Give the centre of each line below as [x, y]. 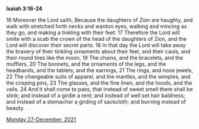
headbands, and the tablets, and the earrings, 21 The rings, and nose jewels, [99, 70]
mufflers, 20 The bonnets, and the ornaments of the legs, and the [86, 64]
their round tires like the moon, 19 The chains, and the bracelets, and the [95, 58]
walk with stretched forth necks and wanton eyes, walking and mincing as [97, 26]
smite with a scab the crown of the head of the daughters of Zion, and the [97, 39]
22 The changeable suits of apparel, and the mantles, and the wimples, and [98, 77]
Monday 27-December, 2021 [41, 120]
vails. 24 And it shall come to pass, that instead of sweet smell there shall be [99, 89]
